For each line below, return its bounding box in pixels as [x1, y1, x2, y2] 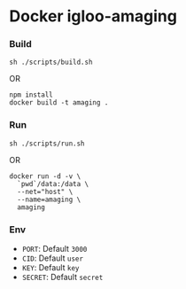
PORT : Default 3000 [21, 244, 88, 254]
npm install [9, 90, 53, 99]
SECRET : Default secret [21, 272, 104, 283]
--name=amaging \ [17, 195, 81, 204]
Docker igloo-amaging [9, 6, 177, 27]
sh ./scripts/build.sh [9, 58, 93, 67]
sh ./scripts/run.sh [9, 139, 86, 148]
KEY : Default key [21, 262, 80, 273]
